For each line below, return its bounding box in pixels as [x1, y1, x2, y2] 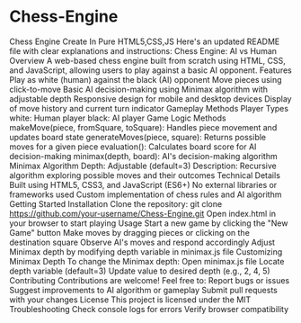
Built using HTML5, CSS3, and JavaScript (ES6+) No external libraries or [9, 179, 278, 190]
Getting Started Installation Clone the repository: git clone [9, 198, 223, 209]
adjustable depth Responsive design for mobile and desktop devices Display [9, 93, 292, 104]
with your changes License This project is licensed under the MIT [9, 294, 252, 305]
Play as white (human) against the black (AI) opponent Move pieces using [9, 74, 282, 85]
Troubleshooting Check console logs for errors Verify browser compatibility [9, 303, 289, 314]
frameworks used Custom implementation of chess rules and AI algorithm [9, 189, 282, 200]
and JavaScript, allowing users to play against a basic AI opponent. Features [9, 65, 292, 76]
